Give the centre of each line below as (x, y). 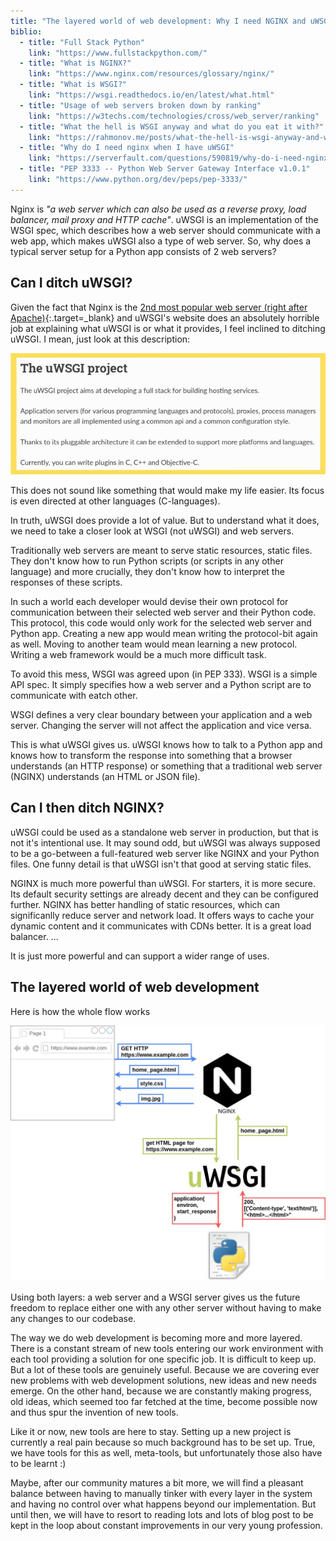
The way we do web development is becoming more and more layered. (156, 1338)
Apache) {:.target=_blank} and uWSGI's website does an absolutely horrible (165, 317)
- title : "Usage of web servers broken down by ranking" (140, 105)
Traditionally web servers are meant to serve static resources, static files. (161, 551)
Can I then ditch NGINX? (87, 808)
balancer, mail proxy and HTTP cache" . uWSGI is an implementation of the (164, 219)
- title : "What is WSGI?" (73, 85)
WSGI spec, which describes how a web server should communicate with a (165, 230)
